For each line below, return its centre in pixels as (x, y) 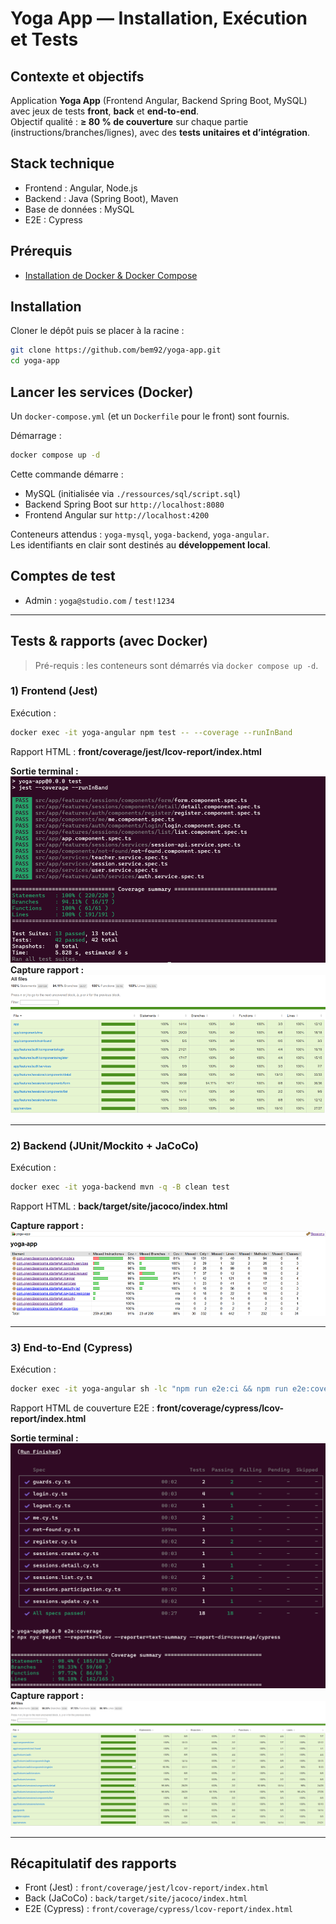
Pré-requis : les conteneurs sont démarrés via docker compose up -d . (176, 665)
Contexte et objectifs (77, 76)
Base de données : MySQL (79, 209)
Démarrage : (36, 435)
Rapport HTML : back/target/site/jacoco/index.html (119, 1206)
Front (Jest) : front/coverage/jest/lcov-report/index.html (146, 1888)
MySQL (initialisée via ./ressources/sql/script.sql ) (132, 493)
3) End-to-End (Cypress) (71, 1347)
